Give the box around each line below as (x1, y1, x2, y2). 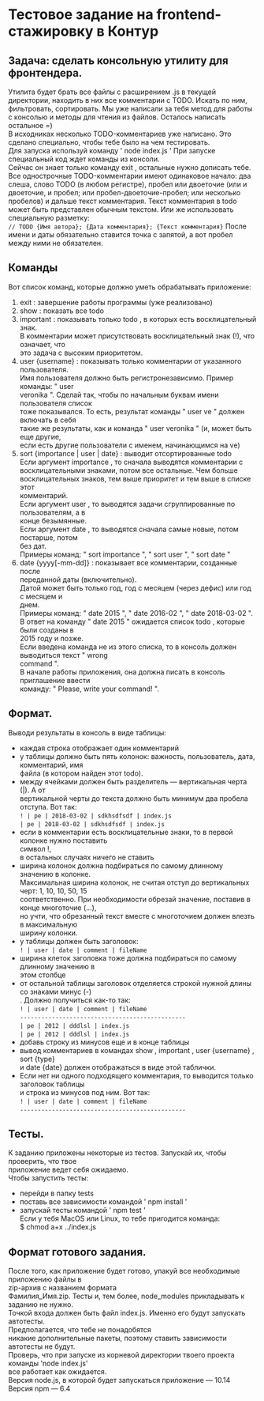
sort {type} (19, 1054, 55, 1063)
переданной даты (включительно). (19, 575, 137, 584)
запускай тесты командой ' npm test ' (19, 1206, 146, 1215)
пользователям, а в (19, 508, 86, 517)
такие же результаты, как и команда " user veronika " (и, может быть (19, 423, 252, 432)
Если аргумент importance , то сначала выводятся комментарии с (19, 457, 244, 466)
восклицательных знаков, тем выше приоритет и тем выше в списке (19, 474, 251, 483)
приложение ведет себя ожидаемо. (8, 1165, 128, 1175)
